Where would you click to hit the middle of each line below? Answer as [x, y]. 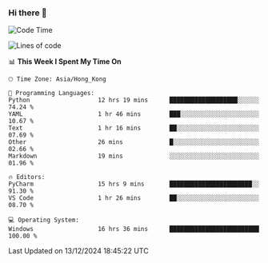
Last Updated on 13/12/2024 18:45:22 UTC [79, 251]
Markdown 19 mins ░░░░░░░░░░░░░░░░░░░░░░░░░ [134, 156]
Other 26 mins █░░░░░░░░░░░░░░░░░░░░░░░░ [134, 142]
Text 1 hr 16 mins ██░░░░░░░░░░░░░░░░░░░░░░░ [134, 128]
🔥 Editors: [27, 177]
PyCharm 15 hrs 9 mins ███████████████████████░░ [134, 184]
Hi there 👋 [28, 13]
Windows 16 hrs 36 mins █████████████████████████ [134, 229]
